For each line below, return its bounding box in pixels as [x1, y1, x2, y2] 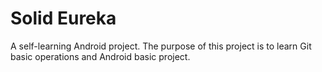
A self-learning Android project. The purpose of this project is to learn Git [10, 40, 312, 52]
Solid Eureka [10, 7, 117, 30]
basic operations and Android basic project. [10, 50, 191, 62]
